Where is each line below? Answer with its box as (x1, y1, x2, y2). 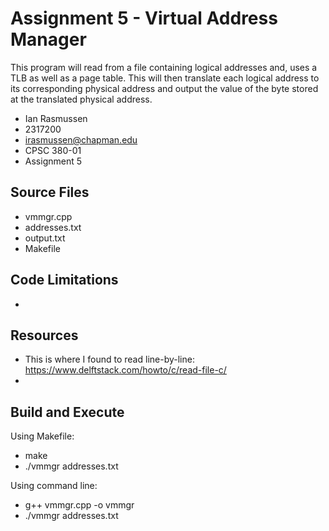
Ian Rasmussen (24, 112, 88, 124)
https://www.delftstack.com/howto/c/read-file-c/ (24, 364, 227, 376)
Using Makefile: (10, 430, 75, 442)
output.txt (24, 232, 66, 244)
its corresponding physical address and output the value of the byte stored (10, 82, 319, 94)
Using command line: (10, 480, 98, 492)
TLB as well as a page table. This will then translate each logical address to (10, 72, 320, 84)
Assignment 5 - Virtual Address (10, 7, 278, 30)
